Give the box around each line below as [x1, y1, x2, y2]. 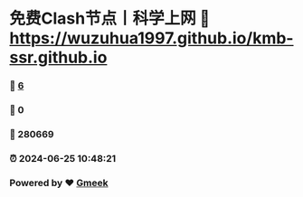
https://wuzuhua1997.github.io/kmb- [9, 28, 294, 49]
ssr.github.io [9, 47, 108, 68]
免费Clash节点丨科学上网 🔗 [9, 8, 211, 29]
